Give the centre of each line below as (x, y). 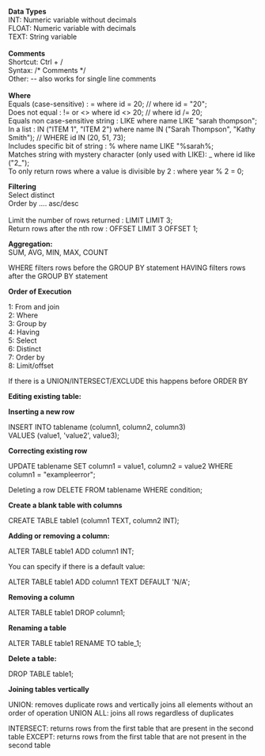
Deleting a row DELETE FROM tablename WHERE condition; (106, 490)
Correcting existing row (48, 451)
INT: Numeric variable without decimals (72, 20)
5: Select (23, 340)
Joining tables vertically (49, 689)
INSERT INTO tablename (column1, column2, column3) (97, 427)
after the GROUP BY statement (58, 276)
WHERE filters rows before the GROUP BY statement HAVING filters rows (127, 268)
